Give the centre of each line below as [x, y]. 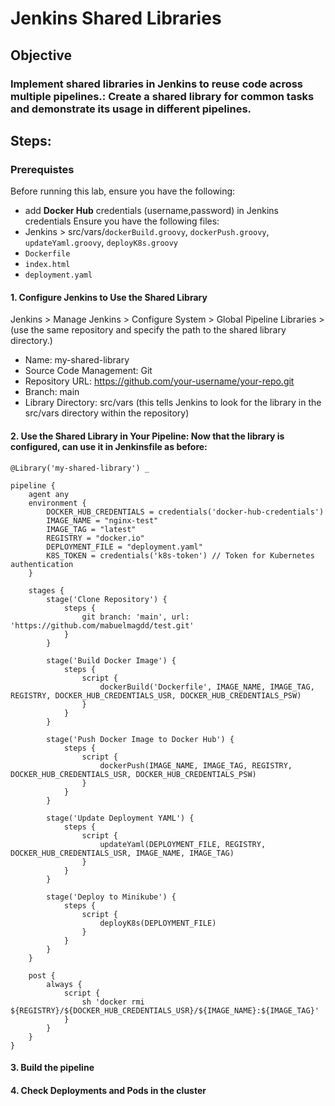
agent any [49, 494]
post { [42, 975]
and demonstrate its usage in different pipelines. [131, 109]
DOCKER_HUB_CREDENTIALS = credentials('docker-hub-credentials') [185, 512]
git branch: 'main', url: [135, 617]
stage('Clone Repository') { [107, 599]
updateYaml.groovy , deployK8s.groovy [101, 243]
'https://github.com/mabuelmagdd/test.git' [102, 625]
